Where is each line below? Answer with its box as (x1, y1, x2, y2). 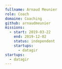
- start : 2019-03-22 (9, 30, 51, 34)
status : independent (14, 39, 55, 44)
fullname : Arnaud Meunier (5, 7, 57, 12)
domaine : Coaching (5, 16, 42, 21)
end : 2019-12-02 (14, 34, 47, 39)
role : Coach (5, 12, 29, 17)
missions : (5, 25, 25, 30)
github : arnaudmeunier (5, 20, 51, 26)
